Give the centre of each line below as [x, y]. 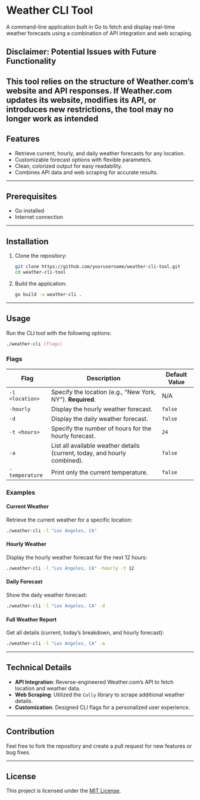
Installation [27, 241]
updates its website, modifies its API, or [81, 100]
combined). [67, 460]
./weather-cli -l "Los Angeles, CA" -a [56, 643]
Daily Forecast [24, 582]
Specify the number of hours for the [101, 428]
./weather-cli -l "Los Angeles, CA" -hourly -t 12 [70, 568]
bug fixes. [18, 752]
